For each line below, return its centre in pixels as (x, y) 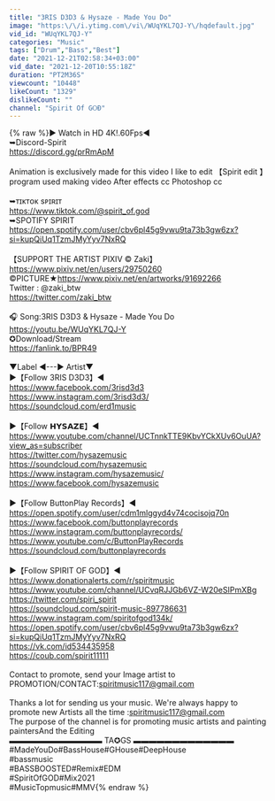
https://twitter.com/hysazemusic (68, 455)
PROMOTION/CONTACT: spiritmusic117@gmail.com (102, 684)
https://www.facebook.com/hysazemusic (84, 483)
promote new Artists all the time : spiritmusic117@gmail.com (117, 712)
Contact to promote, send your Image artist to (92, 674)
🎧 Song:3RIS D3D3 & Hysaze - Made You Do (92, 317)
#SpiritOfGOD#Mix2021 (52, 778)
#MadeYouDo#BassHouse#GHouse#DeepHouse (98, 750)
